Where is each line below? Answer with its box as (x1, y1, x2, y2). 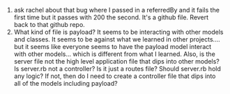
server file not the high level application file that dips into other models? (13, 57, 220, 65)
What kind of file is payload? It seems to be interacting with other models (13, 28, 224, 36)
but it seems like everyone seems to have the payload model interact (13, 43, 212, 50)
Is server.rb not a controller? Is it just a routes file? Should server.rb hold (13, 65, 222, 73)
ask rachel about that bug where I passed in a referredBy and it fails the (13, 6, 220, 14)
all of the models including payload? (13, 79, 118, 87)
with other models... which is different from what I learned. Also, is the (13, 50, 216, 58)
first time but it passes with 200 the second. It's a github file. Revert (13, 13, 209, 21)
